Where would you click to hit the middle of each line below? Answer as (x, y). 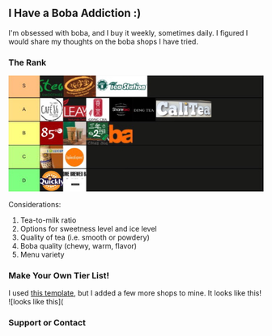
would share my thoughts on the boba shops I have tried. (103, 41)
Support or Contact (47, 322)
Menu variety (42, 254)
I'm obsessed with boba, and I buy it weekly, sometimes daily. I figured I (128, 32)
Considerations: (35, 204)
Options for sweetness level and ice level (88, 228)
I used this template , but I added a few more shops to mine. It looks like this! (135, 293)
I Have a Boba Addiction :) (75, 13)
